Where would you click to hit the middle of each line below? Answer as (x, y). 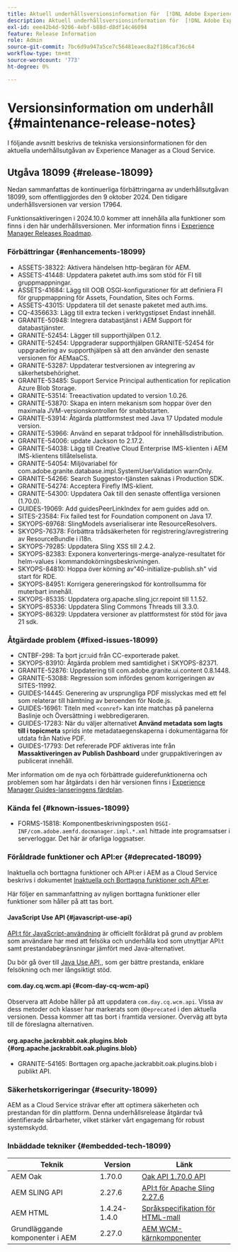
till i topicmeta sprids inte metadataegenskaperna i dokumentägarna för (123, 731)
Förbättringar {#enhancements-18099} (77, 252)
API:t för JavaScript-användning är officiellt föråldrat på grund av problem (115, 933)
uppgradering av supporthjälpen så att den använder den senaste (113, 350)
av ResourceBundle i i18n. (55, 538)
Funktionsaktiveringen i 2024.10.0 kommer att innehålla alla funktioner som (116, 218)
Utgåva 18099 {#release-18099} (80, 172)
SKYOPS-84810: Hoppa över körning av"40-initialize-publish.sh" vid (117, 569)
